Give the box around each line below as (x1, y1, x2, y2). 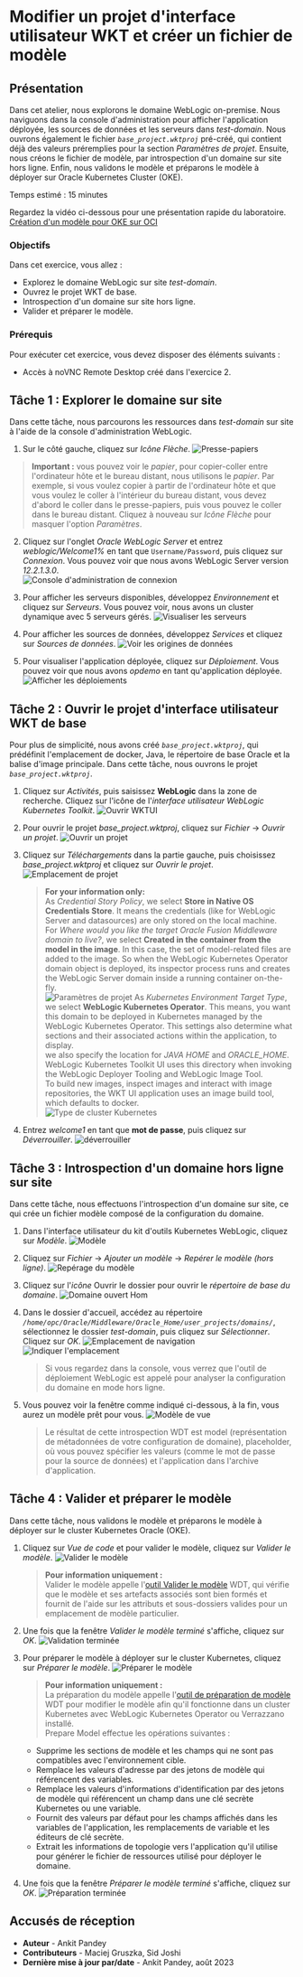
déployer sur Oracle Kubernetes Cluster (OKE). (9, 172, 183, 183)
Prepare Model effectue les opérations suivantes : (44, 1728, 231, 1738)
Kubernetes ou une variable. (35, 1803, 142, 1813)
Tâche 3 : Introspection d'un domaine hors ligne (9, 1160, 284, 1176)
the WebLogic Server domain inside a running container (44, 973, 252, 984)
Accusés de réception (9, 1914, 135, 1929)
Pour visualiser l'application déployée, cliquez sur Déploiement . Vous (22, 656, 280, 667)
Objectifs (9, 239, 51, 251)
